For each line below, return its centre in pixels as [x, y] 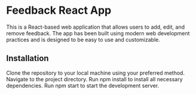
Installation [27, 58]
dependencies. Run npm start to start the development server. [83, 85]
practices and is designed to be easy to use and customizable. [83, 39]
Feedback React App [59, 10]
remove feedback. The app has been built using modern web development [98, 33]
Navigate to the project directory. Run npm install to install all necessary [95, 79]
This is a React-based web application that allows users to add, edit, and [96, 27]
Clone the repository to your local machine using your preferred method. [96, 73]
